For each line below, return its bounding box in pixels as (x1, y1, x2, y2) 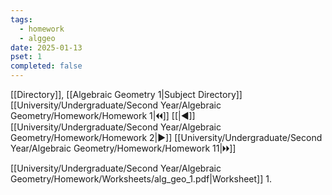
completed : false (10, 61, 83, 71)
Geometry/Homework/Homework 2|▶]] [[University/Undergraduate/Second (10, 132, 323, 143)
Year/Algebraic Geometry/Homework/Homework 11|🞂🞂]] (10, 142, 237, 154)
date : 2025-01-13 (10, 42, 83, 53)
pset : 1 (10, 52, 43, 62)
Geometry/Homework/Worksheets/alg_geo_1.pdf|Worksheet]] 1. (10, 173, 272, 185)
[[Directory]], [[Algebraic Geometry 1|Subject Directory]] (10, 89, 243, 100)
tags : (10, 14, 33, 25)
